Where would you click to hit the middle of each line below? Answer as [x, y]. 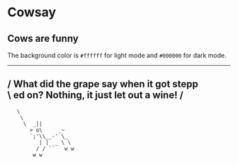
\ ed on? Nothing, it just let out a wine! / [96, 95]
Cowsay [32, 12]
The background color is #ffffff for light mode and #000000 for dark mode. [117, 55]
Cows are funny [43, 39]
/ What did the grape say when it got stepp [103, 84]
